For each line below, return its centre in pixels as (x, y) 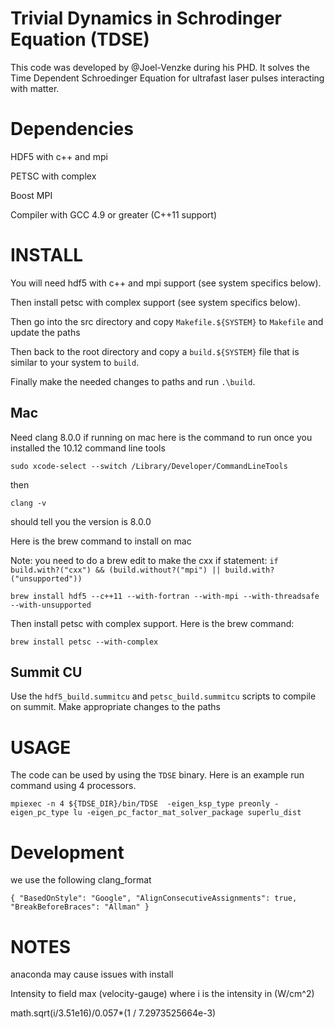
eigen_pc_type (40, 813)
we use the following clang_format (81, 880)
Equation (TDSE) (80, 39)
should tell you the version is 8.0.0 (81, 521)
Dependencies (72, 129)
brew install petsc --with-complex (84, 642)
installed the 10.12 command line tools (88, 448)
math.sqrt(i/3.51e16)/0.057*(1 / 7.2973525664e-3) (113, 1013)
